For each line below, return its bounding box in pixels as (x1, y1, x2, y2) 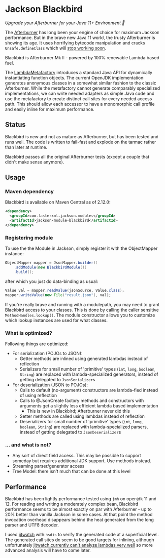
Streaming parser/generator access (12, 463, 85, 469)
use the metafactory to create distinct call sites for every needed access (5, 95, 152, 102)
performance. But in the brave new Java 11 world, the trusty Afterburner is (5, 35, 155, 40)
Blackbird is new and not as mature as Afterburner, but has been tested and (5, 133, 159, 139)
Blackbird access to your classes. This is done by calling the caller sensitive (5, 307, 159, 313)
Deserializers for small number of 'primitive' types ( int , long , (19, 418, 143, 424)
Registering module (5, 234, 53, 241)
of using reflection (19, 392, 57, 398)
